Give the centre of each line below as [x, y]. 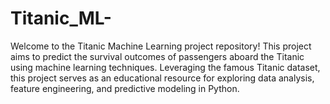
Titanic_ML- [61, 18]
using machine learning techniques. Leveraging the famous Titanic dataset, [165, 67]
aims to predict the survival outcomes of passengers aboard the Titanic [157, 56]
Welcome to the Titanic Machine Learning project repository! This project [161, 46]
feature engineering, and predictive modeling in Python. [125, 88]
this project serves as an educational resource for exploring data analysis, [162, 78]
